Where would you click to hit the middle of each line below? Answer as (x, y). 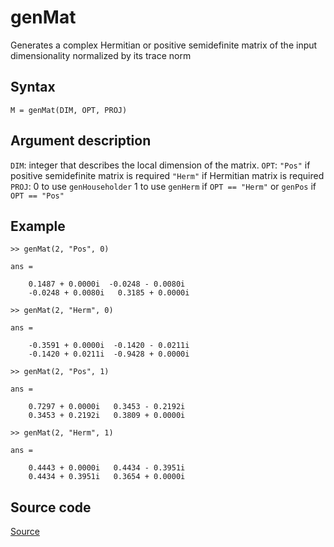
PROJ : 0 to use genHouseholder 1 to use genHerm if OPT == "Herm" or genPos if (163, 186)
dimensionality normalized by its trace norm (101, 55)
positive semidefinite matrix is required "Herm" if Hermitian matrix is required (167, 175)
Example (38, 226)
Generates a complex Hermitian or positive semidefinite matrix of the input (164, 45)
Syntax (33, 87)
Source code (51, 507)
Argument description (81, 141)
